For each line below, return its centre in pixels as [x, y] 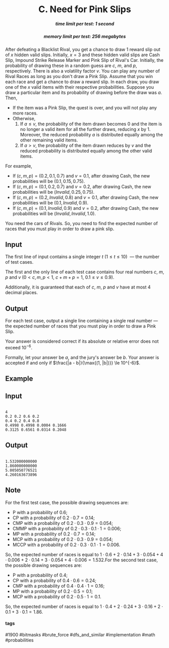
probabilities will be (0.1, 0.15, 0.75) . [49, 181]
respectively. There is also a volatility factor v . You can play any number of [82, 71]
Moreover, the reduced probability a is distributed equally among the [91, 134]
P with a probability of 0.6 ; [40, 512]
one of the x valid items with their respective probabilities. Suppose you [80, 87]
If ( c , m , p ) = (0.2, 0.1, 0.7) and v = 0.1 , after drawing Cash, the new [81, 175]
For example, [19, 166]
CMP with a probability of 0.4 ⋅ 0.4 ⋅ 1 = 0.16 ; [59, 586]
